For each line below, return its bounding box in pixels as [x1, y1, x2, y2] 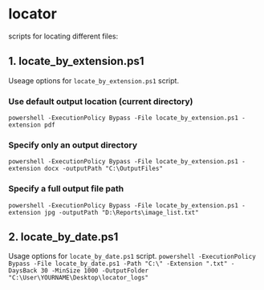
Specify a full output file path [8, 183, 124, 195]
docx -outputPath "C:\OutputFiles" [43, 165, 163, 173]
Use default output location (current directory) [8, 95, 193, 107]
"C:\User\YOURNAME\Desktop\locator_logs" [8, 274, 149, 282]
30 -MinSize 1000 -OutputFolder [40, 267, 149, 275]
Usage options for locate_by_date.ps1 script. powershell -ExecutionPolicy [8, 252, 257, 261]
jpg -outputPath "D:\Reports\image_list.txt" [43, 208, 199, 216]
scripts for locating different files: [8, 31, 119, 41]
